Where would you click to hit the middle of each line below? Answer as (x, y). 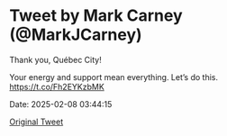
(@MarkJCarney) (76, 35)
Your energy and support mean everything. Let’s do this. (114, 77)
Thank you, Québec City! (55, 59)
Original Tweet (36, 122)
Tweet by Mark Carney (96, 16)
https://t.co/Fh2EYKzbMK (57, 86)
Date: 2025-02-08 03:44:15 (61, 104)
